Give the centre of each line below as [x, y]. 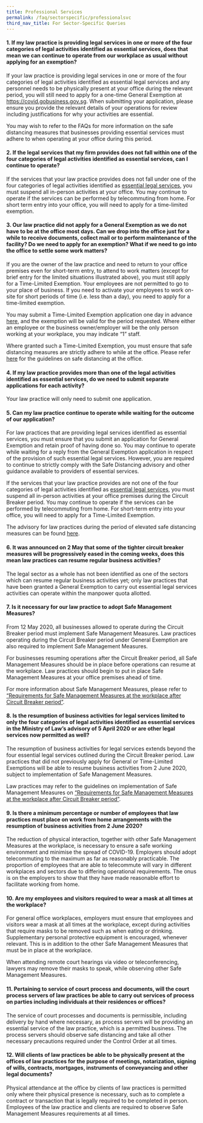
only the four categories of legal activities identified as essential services [101, 722]
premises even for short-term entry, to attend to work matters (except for [98, 270]
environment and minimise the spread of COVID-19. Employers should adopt [101, 852]
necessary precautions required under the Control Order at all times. [92, 1041]
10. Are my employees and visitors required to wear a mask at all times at [100, 898]
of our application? [31, 419]
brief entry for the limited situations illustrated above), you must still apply [98, 277]
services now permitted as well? [48, 735]
